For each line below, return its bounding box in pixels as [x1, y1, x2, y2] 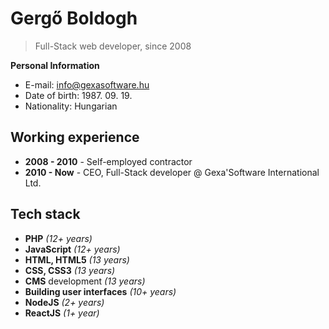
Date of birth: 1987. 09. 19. [24, 89, 133, 101]
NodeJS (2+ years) [24, 296, 105, 308]
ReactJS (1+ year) [24, 307, 100, 319]
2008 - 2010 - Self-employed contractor [24, 155, 193, 167]
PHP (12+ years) [24, 232, 93, 244]
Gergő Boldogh [10, 7, 138, 30]
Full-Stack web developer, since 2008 [34, 40, 192, 52]
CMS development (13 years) [24, 275, 146, 287]
